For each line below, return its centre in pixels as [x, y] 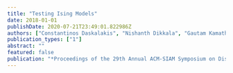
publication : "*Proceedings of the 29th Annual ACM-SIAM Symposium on [111, 59]
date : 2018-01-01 [32, 20]
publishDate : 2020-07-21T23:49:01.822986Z [69, 26]
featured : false [31, 53]
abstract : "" [26, 46]
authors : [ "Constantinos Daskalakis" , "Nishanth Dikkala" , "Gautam [107, 33]
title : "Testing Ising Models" [52, 14]
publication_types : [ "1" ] [44, 40]
